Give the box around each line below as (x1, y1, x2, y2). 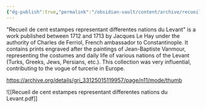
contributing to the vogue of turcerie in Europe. (6, 65, 126, 72)
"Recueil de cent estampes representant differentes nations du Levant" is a (6, 26, 196, 33)
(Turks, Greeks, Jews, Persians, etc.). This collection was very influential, (6, 58, 191, 65)
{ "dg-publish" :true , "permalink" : (6, 9, 92, 15)
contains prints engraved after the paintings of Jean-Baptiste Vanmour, (6, 45, 186, 52)
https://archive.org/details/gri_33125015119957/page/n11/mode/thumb (6, 76, 183, 84)
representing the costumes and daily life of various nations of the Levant (6, 51, 190, 59)
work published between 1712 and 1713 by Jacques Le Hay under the (6, 32, 180, 40)
